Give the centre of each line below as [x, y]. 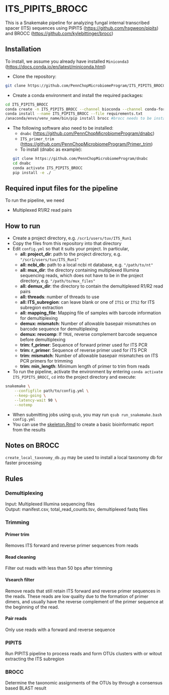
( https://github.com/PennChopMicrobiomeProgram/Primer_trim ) [86, 144]
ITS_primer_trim [37, 139]
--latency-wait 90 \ [36, 400]
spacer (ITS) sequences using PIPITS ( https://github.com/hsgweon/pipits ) [82, 28]
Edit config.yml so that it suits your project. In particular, [71, 249]
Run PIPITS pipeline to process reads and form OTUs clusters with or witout [84, 654]
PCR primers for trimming [46, 361]
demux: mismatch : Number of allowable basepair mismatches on [88, 324]
